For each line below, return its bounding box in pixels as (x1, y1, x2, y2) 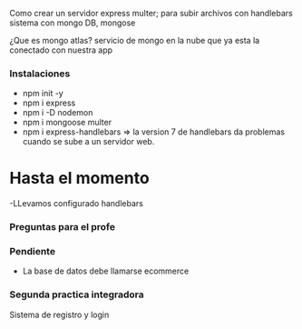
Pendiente (9, 245, 56, 258)
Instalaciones (9, 67, 71, 80)
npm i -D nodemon (22, 107, 93, 118)
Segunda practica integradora (9, 288, 145, 301)
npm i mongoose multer (22, 117, 112, 128)
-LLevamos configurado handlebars (9, 198, 143, 209)
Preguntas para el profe (9, 221, 116, 234)
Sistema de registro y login (9, 309, 110, 320)
